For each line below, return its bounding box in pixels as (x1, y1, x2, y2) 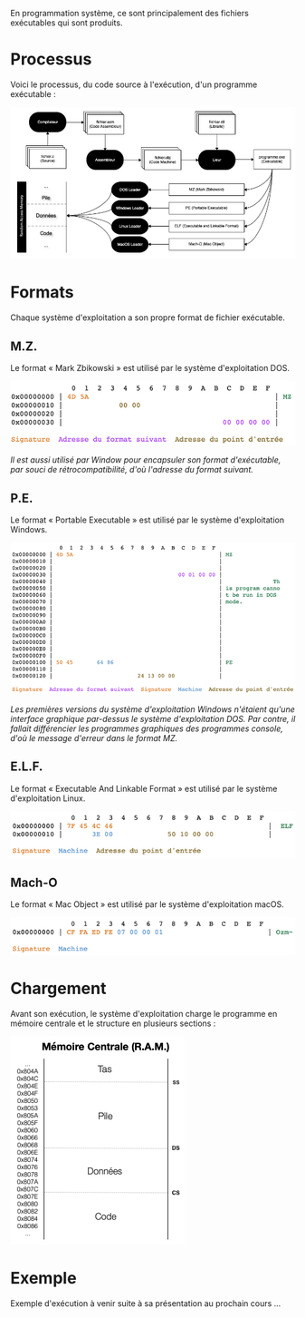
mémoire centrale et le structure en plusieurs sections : (10, 1018, 216, 1029)
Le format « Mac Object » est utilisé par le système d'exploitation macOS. (10, 899, 284, 910)
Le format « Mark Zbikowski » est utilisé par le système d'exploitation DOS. (10, 362, 291, 373)
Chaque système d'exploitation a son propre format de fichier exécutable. (10, 312, 286, 323)
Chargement (10, 979, 107, 999)
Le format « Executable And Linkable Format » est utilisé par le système (10, 783, 278, 794)
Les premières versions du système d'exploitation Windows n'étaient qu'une (10, 703, 295, 715)
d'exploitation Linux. (10, 793, 86, 804)
